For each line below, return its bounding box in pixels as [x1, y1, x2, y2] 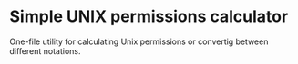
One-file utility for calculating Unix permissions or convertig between [9, 36, 269, 47]
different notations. [9, 45, 81, 56]
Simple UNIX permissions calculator [9, 6, 289, 27]
